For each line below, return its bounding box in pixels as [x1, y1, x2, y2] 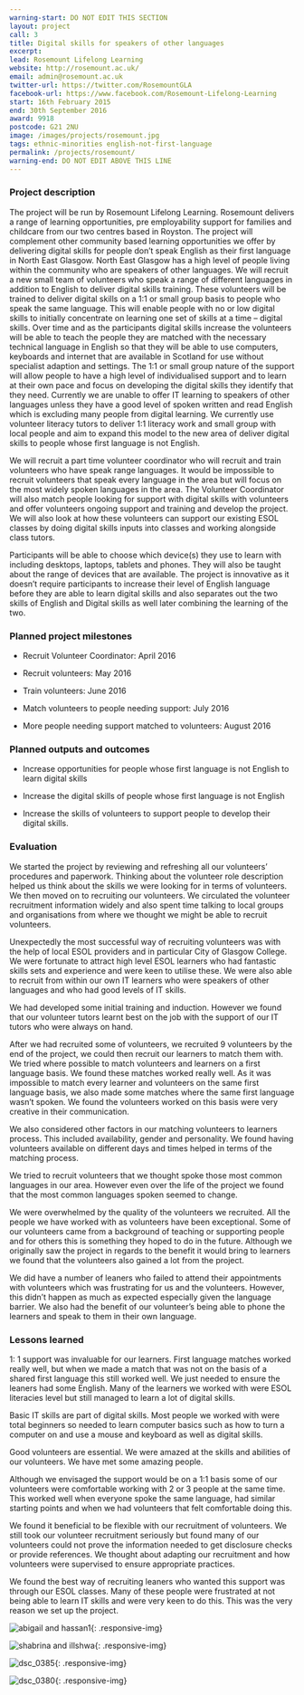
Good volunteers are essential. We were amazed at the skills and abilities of [9, 1446, 291, 1457]
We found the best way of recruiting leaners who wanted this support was [9, 1576, 286, 1586]
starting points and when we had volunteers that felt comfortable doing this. [9, 1502, 292, 1513]
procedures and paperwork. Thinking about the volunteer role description [9, 871, 284, 881]
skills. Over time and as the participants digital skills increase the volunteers [9, 322, 292, 333]
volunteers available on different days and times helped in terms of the [9, 1142, 273, 1154]
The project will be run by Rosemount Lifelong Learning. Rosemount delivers [9, 206, 295, 217]
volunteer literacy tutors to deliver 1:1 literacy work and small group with [9, 418, 277, 429]
